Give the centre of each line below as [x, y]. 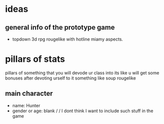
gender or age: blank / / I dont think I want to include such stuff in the [83, 111]
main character [29, 94]
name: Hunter [26, 105]
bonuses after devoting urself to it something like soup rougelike [71, 78]
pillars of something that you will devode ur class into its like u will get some [82, 73]
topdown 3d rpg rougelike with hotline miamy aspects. [68, 39]
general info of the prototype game [60, 27]
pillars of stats [35, 59]
